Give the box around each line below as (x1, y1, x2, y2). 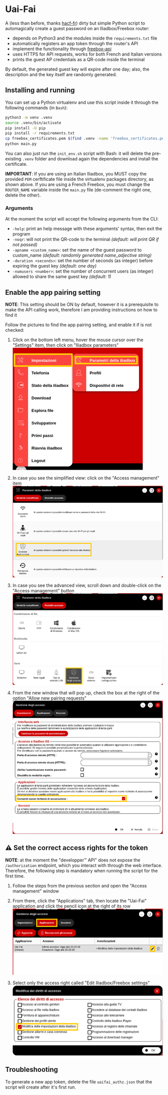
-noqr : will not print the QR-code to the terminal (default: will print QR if (12, 237, 159, 243)
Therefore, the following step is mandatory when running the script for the (5, 867, 158, 873)
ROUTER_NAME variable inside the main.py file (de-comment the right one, (5, 187, 151, 192)
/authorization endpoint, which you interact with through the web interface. (5, 862, 162, 868)
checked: (5, 327, 24, 333)
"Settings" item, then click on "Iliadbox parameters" (12, 342, 119, 348)
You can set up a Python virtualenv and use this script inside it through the (5, 99, 158, 105)
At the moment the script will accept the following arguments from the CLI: (5, 216, 159, 222)
